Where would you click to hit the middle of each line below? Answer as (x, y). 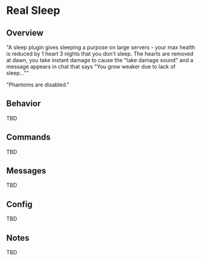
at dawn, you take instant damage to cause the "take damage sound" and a (100, 60)
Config (19, 204)
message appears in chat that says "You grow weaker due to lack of (91, 66)
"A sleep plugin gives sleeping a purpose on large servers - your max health (101, 47)
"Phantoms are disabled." (38, 85)
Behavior (24, 104)
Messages (26, 171)
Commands (29, 137)
